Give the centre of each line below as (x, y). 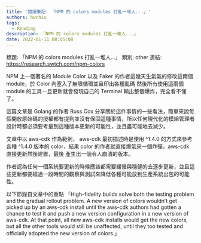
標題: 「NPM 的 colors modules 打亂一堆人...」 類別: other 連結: (84, 57)
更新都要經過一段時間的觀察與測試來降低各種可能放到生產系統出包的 (95, 174)
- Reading (24, 28)
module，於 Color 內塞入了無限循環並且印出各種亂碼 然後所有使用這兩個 (95, 84)
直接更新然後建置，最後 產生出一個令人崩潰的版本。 (70, 154)
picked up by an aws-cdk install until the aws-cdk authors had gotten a (94, 207)
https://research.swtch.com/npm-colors (56, 64)
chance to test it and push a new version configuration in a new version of (98, 213)
